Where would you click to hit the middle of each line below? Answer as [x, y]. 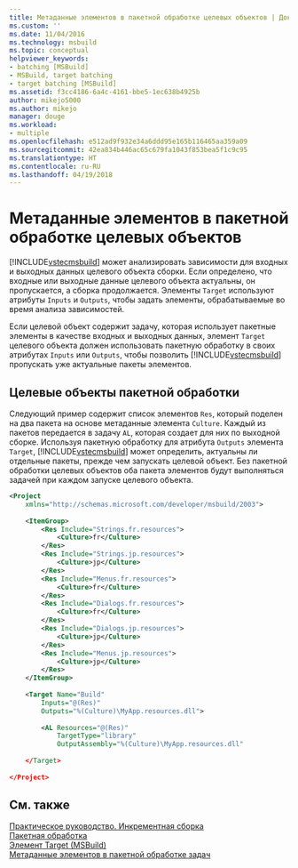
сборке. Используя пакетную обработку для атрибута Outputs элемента [146, 442]
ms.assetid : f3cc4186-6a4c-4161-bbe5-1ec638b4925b [105, 92]
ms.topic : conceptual [49, 51]
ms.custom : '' [35, 26]
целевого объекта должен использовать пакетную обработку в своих [142, 346]
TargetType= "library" [97, 736]
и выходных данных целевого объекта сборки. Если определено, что [141, 271]
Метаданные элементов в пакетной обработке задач [110, 855]
